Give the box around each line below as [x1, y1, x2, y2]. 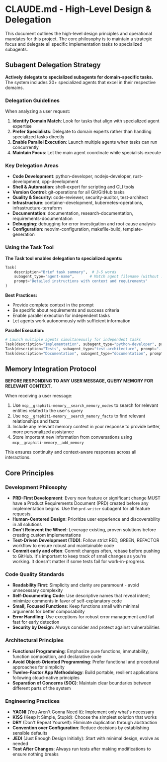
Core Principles [5, 469, 54, 477]
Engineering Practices [5, 697, 60, 704]
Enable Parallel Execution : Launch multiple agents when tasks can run [12, 139, 158, 145]
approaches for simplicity [12, 664, 65, 670]
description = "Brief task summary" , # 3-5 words [14, 270, 117, 275]
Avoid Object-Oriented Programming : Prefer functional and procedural [12, 659, 159, 665]
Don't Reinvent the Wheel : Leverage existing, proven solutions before [12, 527, 157, 533]
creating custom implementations [12, 532, 81, 538]
